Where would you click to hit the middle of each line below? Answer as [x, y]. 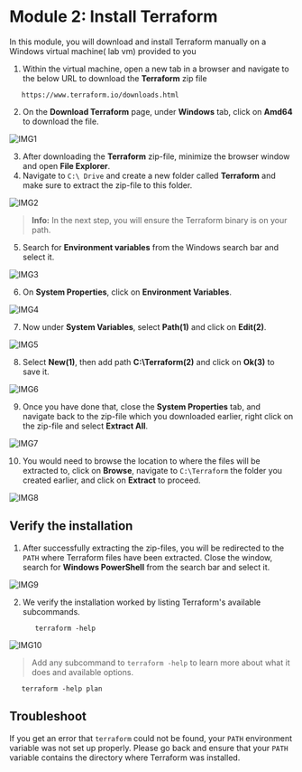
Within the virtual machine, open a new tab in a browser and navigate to [156, 69]
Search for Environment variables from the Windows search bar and [151, 247]
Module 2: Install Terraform [114, 17]
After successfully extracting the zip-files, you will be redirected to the [153, 548]
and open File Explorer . [66, 165]
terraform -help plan [62, 689]
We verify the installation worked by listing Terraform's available [142, 602]
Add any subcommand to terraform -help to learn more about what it [160, 663]
